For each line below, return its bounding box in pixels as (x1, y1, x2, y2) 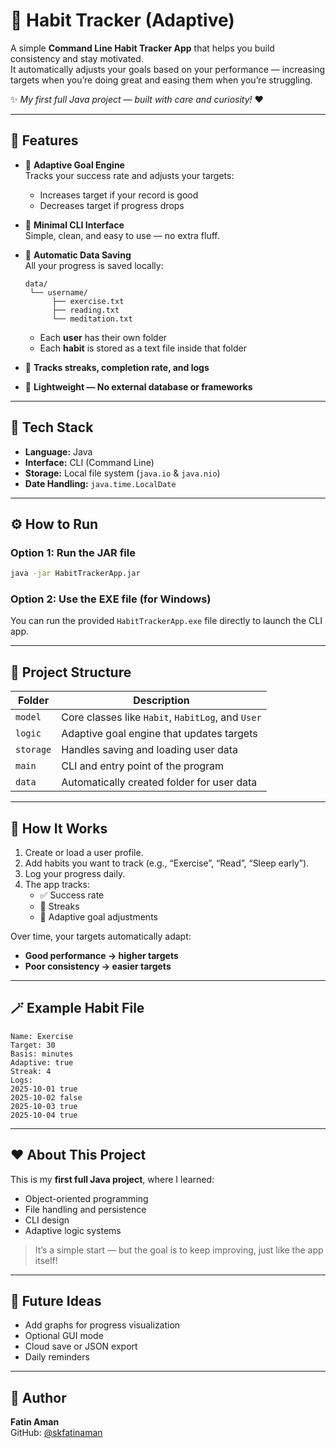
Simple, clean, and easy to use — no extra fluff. (24, 229, 220, 241)
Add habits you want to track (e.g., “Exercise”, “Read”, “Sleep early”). (24, 857, 310, 869)
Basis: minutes (10, 1049, 74, 1059)
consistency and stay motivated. (10, 52, 144, 64)
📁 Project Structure (10, 664, 132, 681)
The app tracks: (24, 879, 90, 891)
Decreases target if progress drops (39, 199, 185, 211)
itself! (34, 1254, 58, 1266)
